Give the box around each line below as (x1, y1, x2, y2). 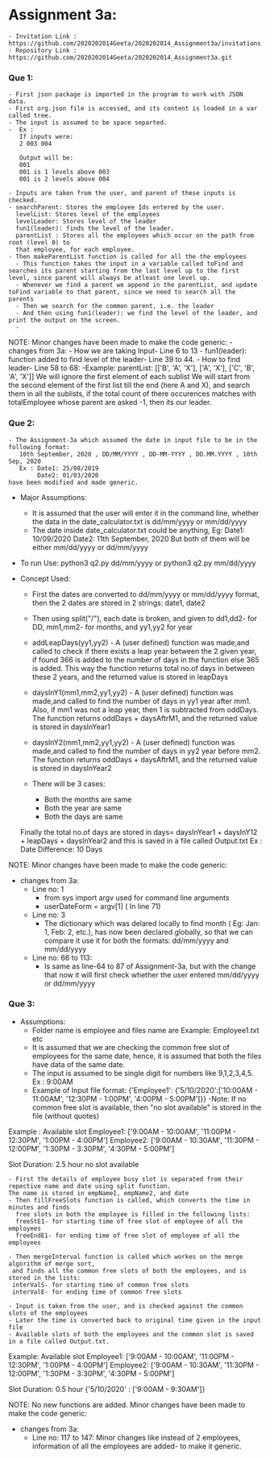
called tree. (8, 111, 52, 120)
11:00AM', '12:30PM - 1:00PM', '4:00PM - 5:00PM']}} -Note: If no (31, 1094, 247, 1103)
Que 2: (8, 418, 35, 429)
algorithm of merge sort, (8, 1260, 95, 1268)
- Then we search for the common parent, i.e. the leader (15, 302, 215, 311)
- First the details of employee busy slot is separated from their (8, 1175, 243, 1183)
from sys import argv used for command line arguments (44, 893, 230, 902)
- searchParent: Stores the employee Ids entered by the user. (8, 203, 226, 211)
